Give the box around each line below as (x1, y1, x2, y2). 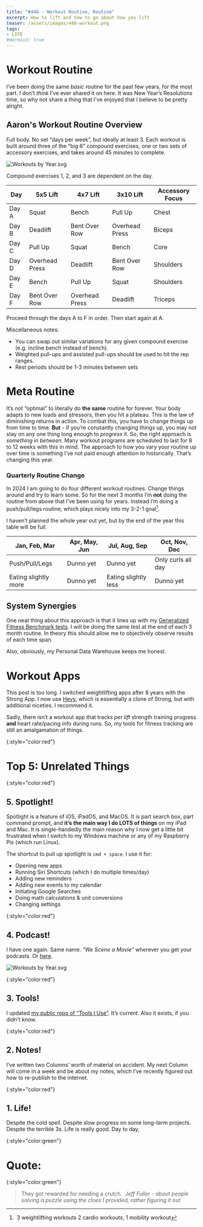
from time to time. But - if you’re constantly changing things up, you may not (6, 424, 197, 431)
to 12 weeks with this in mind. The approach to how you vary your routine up (6, 443, 196, 451)
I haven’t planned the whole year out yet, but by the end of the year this (6, 516, 184, 524)
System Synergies (6, 601, 77, 611)
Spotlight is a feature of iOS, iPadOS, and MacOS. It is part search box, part (6, 813, 194, 820)
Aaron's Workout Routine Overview (6, 120, 143, 130)
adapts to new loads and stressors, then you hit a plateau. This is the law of (6, 411, 195, 418)
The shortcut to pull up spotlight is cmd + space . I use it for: (6, 850, 152, 858)
